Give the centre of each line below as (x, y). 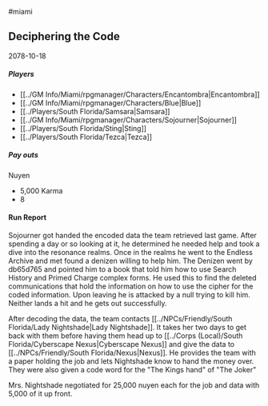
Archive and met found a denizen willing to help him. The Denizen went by (131, 261)
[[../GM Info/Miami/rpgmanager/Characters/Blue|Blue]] (110, 102)
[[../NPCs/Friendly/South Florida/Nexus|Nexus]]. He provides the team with (132, 352)
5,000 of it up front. (40, 393)
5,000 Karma (41, 190)
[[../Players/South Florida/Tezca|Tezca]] (86, 137)
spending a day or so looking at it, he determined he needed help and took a (134, 244)
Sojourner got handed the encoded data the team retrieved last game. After (133, 235)
